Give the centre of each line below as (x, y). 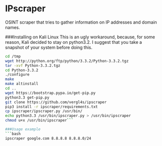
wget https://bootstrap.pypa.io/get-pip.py (50, 93)
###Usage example (23, 129)
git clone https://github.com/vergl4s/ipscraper (56, 102)
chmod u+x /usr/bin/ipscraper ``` (39, 120)
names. (13, 27)
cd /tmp (13, 56)
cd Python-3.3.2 (22, 70)
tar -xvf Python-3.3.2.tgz (33, 65)
